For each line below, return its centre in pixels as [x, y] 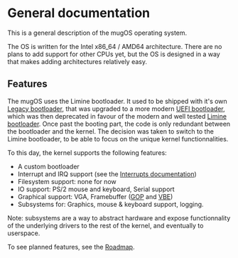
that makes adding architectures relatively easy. [77, 61]
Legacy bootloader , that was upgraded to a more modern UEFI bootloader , [116, 109]
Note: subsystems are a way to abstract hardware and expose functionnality [119, 217]
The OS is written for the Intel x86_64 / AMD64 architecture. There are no [115, 46]
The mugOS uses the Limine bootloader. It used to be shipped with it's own [117, 101]
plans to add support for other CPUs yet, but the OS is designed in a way [114, 54]
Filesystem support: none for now [67, 181]
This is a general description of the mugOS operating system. [97, 33]
